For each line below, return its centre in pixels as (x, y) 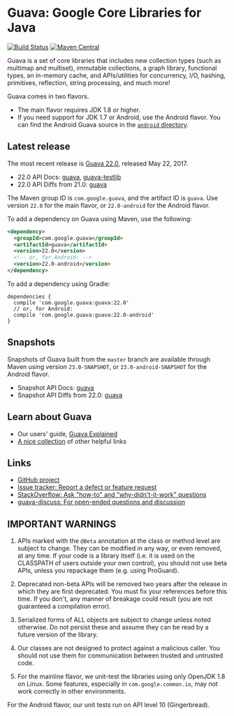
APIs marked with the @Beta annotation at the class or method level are (119, 541)
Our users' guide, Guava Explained (67, 433)
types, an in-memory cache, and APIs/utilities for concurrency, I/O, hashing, (116, 75)
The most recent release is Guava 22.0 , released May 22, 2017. (98, 163)
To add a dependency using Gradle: (59, 283)
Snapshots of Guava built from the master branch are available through (109, 359)
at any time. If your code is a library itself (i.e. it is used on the (106, 555)
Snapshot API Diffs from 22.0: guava (70, 395)
